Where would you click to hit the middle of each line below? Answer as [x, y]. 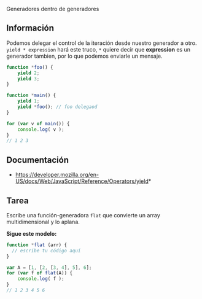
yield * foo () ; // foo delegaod [57, 107]
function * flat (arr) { [37, 245]
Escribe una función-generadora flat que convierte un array [84, 215]
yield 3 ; [29, 79]
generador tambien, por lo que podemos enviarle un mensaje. [84, 56]
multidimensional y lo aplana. [43, 222]
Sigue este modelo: [32, 233]
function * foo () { [30, 67]
